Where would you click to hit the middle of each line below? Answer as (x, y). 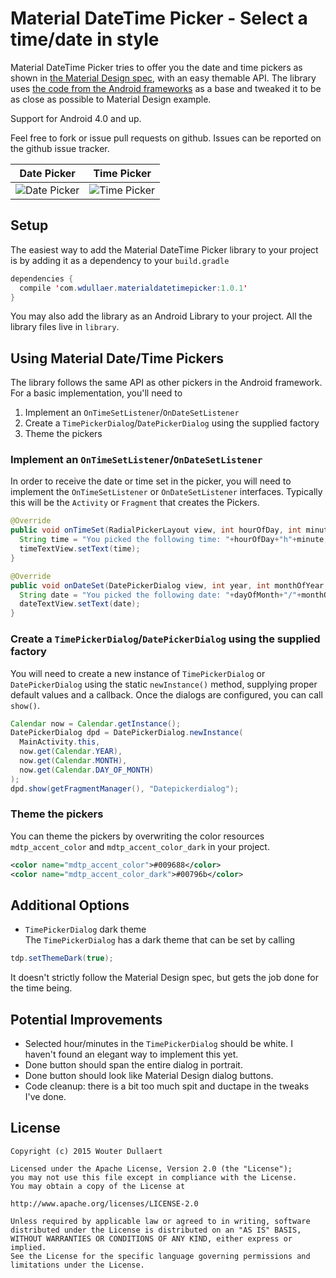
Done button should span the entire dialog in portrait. (133, 1065)
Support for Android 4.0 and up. (76, 118)
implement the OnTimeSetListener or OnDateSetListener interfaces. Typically (166, 492)
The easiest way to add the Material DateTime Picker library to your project (164, 249)
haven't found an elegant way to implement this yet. (131, 1054)
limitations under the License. (77, 1265)
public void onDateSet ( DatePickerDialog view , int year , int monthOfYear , (169, 585)
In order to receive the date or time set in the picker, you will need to (151, 481)
